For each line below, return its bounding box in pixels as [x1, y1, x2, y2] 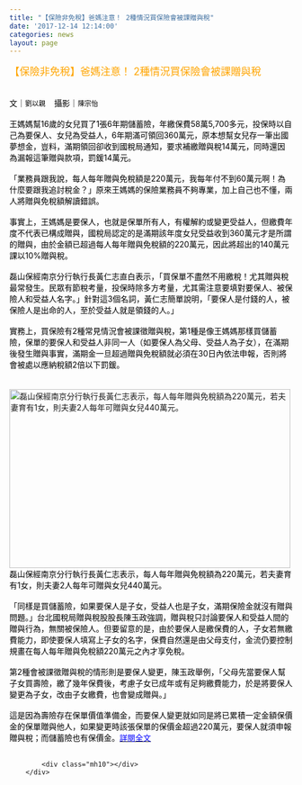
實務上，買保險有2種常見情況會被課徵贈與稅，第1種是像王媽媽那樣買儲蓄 [9, 326, 278, 337]
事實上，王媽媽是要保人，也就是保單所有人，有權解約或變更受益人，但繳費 [9, 217, 285, 228]
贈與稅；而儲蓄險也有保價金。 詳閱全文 [9, 733, 151, 744]
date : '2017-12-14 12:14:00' [9, 22, 119, 31]
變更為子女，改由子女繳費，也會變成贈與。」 [9, 690, 171, 700]
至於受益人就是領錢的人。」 [79, 305, 179, 316]
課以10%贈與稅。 [9, 250, 74, 261]
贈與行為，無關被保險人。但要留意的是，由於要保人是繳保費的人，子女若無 [9, 623, 285, 635]
